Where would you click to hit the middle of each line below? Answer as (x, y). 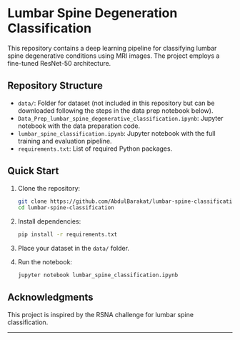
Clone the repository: (49, 188)
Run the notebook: (45, 262)
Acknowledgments (51, 297)
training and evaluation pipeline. (65, 141)
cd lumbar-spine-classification (66, 208)
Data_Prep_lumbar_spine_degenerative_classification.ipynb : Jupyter (120, 118)
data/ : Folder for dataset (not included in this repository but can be (116, 103)
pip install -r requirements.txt (67, 235)
